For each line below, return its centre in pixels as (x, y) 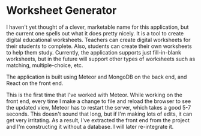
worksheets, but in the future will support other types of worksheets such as (101, 59)
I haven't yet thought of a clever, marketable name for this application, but (97, 27)
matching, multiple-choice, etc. (45, 65)
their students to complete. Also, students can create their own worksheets (99, 46)
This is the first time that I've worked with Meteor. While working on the (94, 95)
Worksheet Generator (61, 10)
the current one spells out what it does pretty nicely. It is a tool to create (95, 33)
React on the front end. (35, 83)
